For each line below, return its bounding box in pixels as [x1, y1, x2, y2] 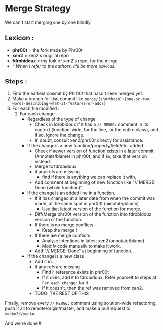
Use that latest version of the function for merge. [42, 206, 142, 212]
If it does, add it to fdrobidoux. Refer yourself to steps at [42, 274, 157, 280]
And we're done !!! [5, 320, 43, 326]
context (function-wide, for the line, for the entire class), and [34, 126, 159, 132]
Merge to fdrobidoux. [34, 164, 78, 169]
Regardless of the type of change [27, 116, 96, 122]
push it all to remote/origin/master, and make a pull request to [5, 305, 131, 311]
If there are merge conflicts [34, 232, 90, 238]
